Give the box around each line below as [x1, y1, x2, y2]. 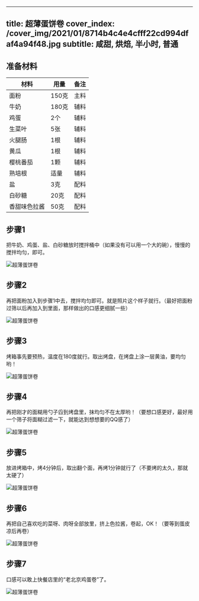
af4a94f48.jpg [6, 39, 61, 49]
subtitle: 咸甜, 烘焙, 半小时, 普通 [62, 39, 179, 49]
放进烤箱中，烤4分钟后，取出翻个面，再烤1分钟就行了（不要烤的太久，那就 [6, 464, 188, 471]
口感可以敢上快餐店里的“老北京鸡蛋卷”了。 [6, 576, 110, 583]
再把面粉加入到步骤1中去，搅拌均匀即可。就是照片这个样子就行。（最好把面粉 [6, 297, 192, 304]
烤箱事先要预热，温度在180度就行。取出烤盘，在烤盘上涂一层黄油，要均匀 [6, 353, 187, 360]
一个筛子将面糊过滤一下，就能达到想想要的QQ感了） [6, 416, 134, 423]
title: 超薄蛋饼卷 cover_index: [6, 19, 115, 29]
